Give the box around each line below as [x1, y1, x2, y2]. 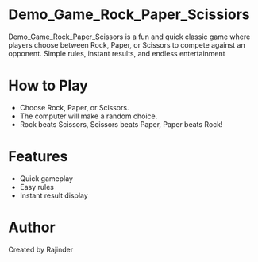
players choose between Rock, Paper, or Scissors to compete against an [8, 40, 246, 49]
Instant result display [19, 191, 89, 200]
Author [8, 218, 56, 236]
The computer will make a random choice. [19, 111, 158, 121]
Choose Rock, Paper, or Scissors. [19, 102, 129, 112]
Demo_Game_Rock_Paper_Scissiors [8, 6, 250, 24]
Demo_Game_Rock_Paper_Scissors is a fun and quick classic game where [8, 32, 251, 41]
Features [8, 148, 68, 166]
